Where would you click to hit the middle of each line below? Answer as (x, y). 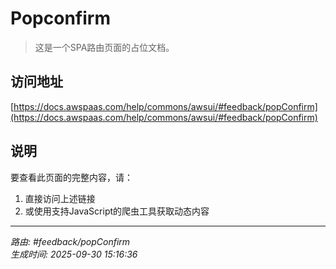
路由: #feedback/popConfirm (70, 241)
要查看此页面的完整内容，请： (71, 177)
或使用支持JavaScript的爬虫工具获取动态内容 (117, 211)
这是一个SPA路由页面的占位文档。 (104, 47)
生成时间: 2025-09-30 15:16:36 (74, 254)
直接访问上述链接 (60, 198)
